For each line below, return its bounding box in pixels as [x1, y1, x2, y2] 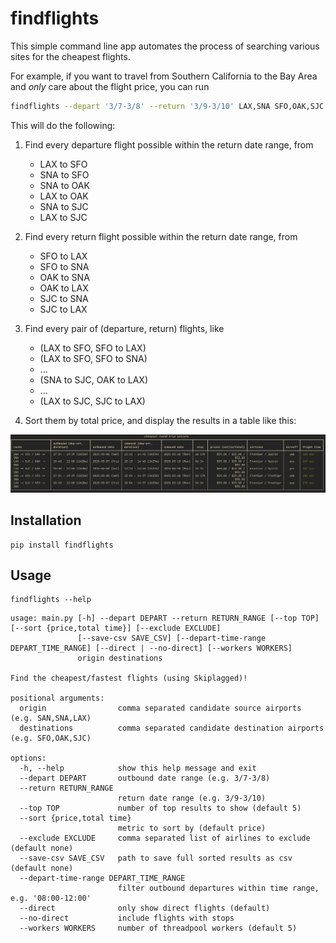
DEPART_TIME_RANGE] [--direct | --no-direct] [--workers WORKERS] [10, 643, 293, 654]
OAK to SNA [39, 271, 90, 283]
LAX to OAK [39, 190, 89, 202]
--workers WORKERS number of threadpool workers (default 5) [19, 923, 298, 934]
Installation [10, 512, 82, 529]
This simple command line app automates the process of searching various [10, 40, 320, 52]
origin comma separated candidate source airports [19, 703, 302, 714]
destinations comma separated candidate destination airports [19, 723, 325, 734]
